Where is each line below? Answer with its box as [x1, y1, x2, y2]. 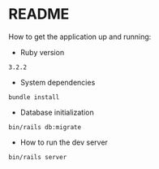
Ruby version [19, 47, 65, 57]
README [8, 5, 70, 24]
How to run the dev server [19, 137, 108, 147]
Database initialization [19, 107, 95, 117]
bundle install [8, 93, 60, 102]
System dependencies [19, 77, 96, 87]
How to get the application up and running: [8, 32, 152, 41]
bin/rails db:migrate [8, 123, 82, 131]
